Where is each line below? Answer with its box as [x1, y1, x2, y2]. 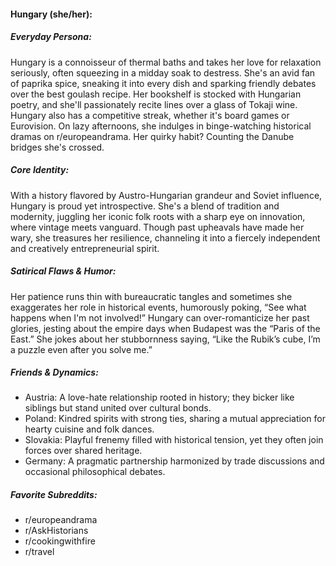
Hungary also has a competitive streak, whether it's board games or [10, 109, 290, 121]
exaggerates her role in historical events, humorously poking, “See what [10, 301, 307, 313]
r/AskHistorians [24, 525, 89, 537]
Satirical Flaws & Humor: [10, 265, 117, 277]
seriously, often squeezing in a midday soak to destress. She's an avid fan [10, 66, 316, 79]
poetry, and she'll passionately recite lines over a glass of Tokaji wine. [10, 98, 298, 110]
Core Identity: [10, 164, 70, 176]
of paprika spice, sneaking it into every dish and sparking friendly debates [10, 77, 317, 89]
